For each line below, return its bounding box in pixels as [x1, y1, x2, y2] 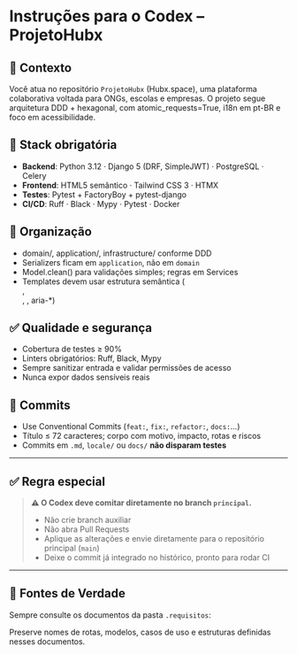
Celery [21, 170, 47, 181]
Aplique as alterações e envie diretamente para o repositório [43, 534, 265, 544]
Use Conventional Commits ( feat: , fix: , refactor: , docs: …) [21, 421, 240, 432]
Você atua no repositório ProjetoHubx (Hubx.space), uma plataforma [9, 84, 258, 94]
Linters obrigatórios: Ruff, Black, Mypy [21, 353, 162, 364]
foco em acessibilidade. [9, 112, 95, 122]
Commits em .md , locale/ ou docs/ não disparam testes [21, 440, 227, 450]
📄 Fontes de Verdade [9, 586, 126, 601]
